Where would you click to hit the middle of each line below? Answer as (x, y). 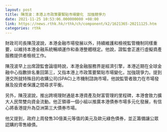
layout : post (19, 10)
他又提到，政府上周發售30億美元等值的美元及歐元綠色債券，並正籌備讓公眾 (82, 119)
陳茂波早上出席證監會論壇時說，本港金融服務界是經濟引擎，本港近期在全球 (81, 66)
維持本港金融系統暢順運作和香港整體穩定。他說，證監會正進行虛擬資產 (90, 49)
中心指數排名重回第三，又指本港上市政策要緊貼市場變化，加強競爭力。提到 (85, 72)
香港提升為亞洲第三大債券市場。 (46, 108)
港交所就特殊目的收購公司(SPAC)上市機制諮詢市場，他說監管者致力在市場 (80, 79)
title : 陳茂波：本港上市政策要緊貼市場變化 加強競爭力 (55, 14)
